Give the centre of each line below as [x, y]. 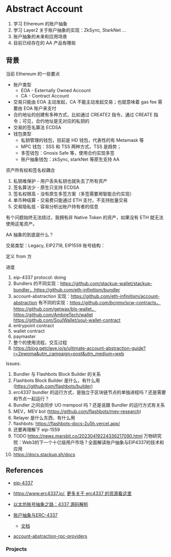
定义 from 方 [19, 256]
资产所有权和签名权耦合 [30, 170]
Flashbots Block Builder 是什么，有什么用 [56, 380]
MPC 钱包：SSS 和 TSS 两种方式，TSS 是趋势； [71, 147]
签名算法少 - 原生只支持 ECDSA [46, 187]
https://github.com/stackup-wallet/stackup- [106, 283]
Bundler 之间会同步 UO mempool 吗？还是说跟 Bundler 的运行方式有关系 [89, 405]
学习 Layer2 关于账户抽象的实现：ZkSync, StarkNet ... [70, 30]
